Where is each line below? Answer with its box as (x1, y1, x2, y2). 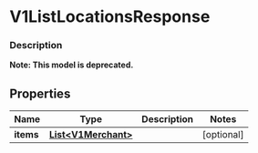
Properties (9, 86, 71, 101)
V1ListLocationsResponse (9, 6, 211, 27)
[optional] (201, 128, 244, 141)
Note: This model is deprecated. (9, 59, 134, 70)
